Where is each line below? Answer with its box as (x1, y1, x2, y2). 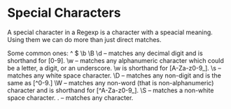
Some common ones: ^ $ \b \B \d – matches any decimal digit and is (7, 49, 203, 57)
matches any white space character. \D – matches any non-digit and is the (7, 71, 222, 80)
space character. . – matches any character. (7, 93, 134, 102)
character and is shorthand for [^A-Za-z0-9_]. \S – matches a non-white (7, 86, 214, 94)
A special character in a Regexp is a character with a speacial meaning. (7, 28, 213, 36)
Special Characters (7, 5, 121, 21)
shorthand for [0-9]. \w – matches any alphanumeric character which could (7, 56, 224, 64)
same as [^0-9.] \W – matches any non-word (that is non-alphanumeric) (7, 78, 214, 87)
